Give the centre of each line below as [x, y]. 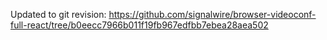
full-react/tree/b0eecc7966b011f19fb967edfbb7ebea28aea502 [139, 25]
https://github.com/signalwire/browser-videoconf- [212, 14]
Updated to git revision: [58, 14]
